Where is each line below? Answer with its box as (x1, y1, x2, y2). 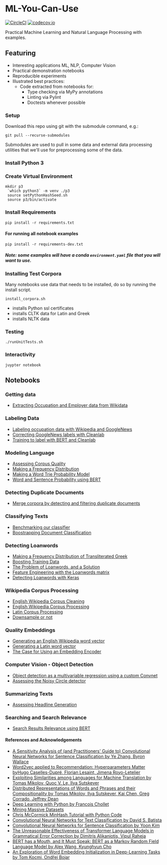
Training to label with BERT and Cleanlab (12, 436, 96, 442)
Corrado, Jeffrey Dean (12, 796, 59, 802)
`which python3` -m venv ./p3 (7, 188, 70, 194)
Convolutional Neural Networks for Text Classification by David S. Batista (12, 817, 162, 823)
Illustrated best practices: (12, 78, 65, 84)
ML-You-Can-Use (5, 3, 79, 14)
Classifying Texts (5, 513, 48, 520)
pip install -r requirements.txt (5, 220, 75, 225)
